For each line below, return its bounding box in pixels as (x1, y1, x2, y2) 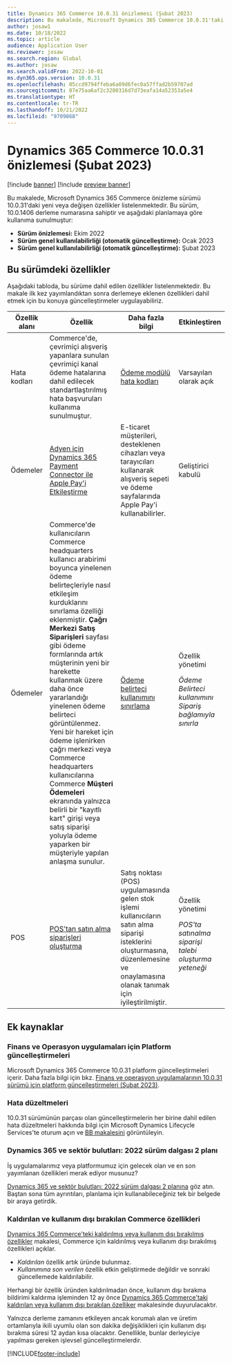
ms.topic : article (7, 36, 60, 43)
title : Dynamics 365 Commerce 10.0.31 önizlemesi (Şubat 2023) (7, 10, 193, 17)
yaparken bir (49, 840, 91, 849)
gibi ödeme (49, 641, 86, 650)
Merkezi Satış (49, 623, 96, 633)
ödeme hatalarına (49, 368, 106, 377)
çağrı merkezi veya (49, 744, 112, 754)
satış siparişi (49, 822, 90, 832)
